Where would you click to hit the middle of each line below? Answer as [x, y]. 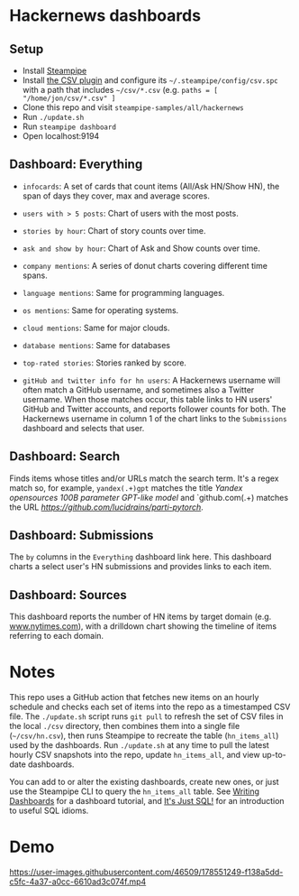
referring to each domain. [57, 636]
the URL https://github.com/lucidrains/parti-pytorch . [107, 507]
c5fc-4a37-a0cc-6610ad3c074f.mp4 [78, 882]
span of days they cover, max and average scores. [116, 196]
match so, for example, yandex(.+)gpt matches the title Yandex [126, 487]
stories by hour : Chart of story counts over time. [114, 230]
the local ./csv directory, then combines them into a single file [125, 726]
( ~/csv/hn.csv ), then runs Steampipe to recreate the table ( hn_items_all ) [144, 735]
